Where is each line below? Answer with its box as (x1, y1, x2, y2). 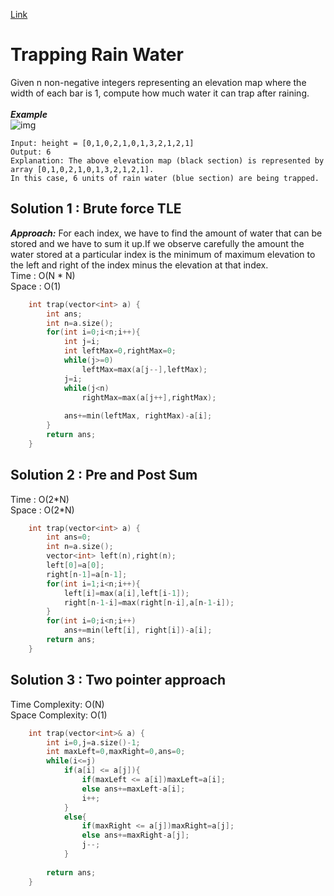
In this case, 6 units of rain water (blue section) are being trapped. (10, 173, 320, 183)
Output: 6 (10, 147, 52, 157)
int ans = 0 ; (46, 532, 92, 543)
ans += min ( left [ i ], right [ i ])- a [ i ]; (63, 625, 213, 636)
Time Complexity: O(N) (10, 698, 105, 710)
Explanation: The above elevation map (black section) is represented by (10, 155, 325, 166)
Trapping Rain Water (10, 44, 184, 66)
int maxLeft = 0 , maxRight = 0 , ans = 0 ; (46, 747, 186, 757)
